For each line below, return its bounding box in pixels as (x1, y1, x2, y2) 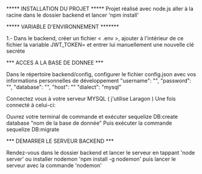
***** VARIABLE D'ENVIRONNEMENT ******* (6, 23, 119, 30)
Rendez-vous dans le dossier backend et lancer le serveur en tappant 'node (6, 149, 195, 156)
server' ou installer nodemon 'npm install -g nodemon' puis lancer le (6, 155, 176, 163)
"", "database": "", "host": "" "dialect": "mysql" (6, 83, 122, 91)
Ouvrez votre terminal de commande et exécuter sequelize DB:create (6, 113, 178, 120)
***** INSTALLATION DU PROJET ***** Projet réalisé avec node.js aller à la (6, 5, 194, 12)
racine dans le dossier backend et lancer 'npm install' (6, 11, 139, 19)
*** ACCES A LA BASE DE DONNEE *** (6, 59, 104, 66)
